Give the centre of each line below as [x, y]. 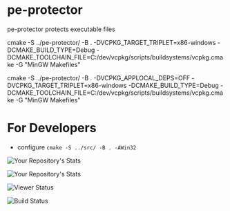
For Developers [52, 128]
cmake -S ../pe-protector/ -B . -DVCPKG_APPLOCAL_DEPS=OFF [99, 77]
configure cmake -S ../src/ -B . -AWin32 [77, 147]
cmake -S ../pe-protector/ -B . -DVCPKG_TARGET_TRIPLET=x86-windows [112, 42]
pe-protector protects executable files [61, 29]
